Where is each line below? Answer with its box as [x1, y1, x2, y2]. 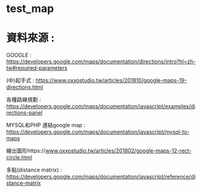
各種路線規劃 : [6, 96, 41, 104]
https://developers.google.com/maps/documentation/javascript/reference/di [6, 173, 196, 181]
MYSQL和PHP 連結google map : [6, 122, 86, 129]
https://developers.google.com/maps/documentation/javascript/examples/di [6, 103, 195, 110]
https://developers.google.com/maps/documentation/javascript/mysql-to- [6, 128, 190, 135]
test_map [6, 2, 54, 16]
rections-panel [6, 109, 43, 116]
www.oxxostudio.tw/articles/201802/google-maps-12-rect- [44, 147, 192, 155]
